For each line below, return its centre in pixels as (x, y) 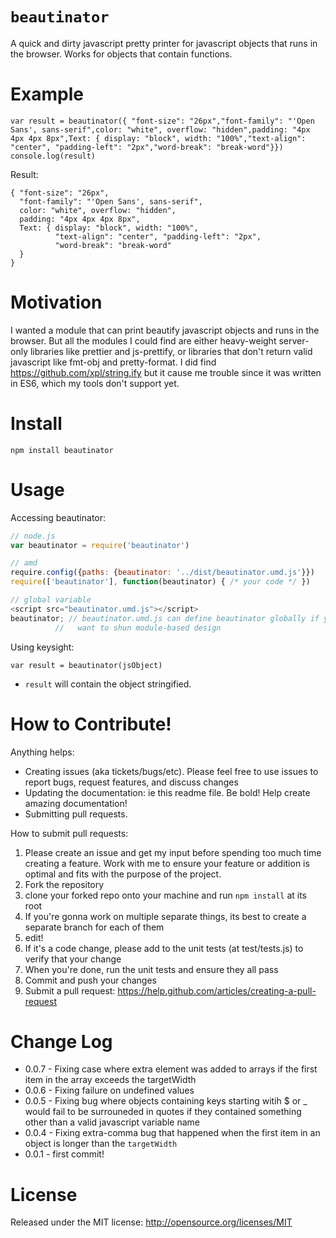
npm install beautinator (62, 450)
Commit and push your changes (90, 980)
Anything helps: (42, 752)
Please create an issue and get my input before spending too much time (173, 852)
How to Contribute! (91, 724)
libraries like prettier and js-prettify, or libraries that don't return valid (171, 351)
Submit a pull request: (70, 990)
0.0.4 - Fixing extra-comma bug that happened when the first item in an (172, 1133)
